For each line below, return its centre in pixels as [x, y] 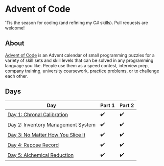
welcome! [15, 28]
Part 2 [127, 105]
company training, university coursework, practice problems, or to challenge [82, 71]
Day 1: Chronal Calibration [38, 115]
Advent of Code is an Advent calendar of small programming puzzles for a [80, 55]
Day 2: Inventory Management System [52, 125]
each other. [17, 76]
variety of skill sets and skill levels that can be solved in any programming [79, 60]
